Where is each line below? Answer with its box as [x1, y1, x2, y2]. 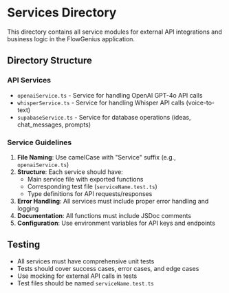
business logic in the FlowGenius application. [7, 34, 135, 43]
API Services [7, 76, 52, 85]
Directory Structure [7, 55, 93, 67]
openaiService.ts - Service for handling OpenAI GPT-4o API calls [17, 91, 203, 99]
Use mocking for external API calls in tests [17, 272, 138, 280]
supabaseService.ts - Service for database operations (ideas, [17, 113, 191, 121]
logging [17, 204, 39, 213]
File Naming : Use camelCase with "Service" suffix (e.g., [17, 153, 177, 161]
